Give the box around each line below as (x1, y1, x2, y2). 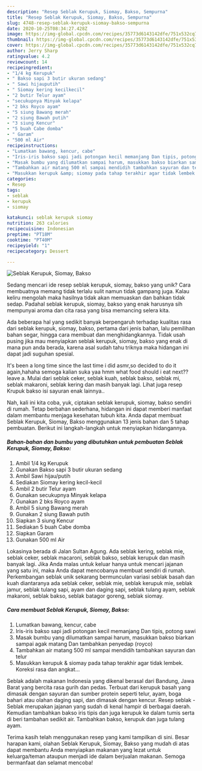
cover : (7, 43, 23, 49)
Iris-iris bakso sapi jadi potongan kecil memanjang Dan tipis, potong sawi (15, 628, 196, 635)
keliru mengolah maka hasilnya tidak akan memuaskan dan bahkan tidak (7, 294, 185, 302)
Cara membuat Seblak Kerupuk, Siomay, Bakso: (7, 606, 129, 613)
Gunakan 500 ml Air (15, 536, 65, 543)
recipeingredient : (7, 64, 53, 71)
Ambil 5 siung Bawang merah (15, 504, 89, 511)
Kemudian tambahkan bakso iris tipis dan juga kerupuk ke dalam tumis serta (7, 709, 195, 716)
